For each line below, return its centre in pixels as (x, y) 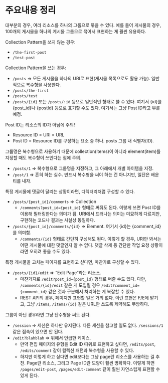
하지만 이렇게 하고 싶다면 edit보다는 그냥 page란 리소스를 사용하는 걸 (87, 356)
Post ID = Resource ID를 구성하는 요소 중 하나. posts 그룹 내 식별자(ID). (83, 140)
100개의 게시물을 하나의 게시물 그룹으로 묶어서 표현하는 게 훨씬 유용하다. (76, 31)
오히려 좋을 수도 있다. (50, 251)
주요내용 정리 (31, 10)
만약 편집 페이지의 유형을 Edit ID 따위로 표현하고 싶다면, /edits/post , (88, 344)
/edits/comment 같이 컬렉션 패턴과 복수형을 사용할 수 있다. (77, 350)
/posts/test (25, 96)
